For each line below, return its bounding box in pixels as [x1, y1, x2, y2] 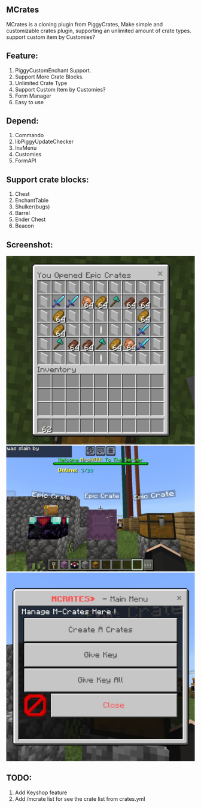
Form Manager [14, 92, 52, 99]
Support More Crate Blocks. [14, 73, 84, 80]
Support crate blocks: [6, 174, 89, 184]
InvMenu [14, 144, 37, 152]
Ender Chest [14, 216, 46, 223]
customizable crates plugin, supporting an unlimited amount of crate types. [6, 27, 191, 34]
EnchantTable [14, 197, 49, 204]
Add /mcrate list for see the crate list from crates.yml [14, 795, 145, 802]
